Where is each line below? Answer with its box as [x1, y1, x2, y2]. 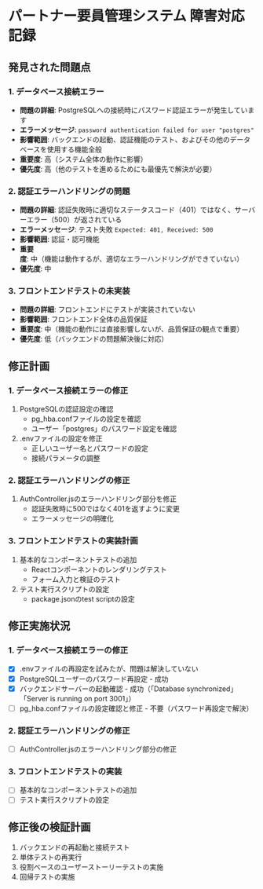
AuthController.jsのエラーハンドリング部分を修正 [19, 494, 177, 503]
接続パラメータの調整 [31, 453, 100, 463]
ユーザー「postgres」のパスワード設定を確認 [31, 424, 177, 434]
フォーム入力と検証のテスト [31, 574, 122, 584]
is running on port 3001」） [49, 693, 136, 703]
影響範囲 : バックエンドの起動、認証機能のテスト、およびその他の [19, 134, 230, 144]
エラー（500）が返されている [26, 215, 122, 225]
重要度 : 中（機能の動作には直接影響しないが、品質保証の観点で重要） [19, 324, 244, 334]
